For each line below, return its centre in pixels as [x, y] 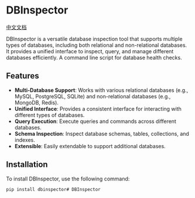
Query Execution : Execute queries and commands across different [95, 121]
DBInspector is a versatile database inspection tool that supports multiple [94, 39]
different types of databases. [49, 115]
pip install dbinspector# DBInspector [53, 189]
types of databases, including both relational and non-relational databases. [97, 45]
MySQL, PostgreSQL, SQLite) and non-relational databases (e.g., [93, 96]
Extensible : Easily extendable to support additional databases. [90, 146]
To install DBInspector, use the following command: [68, 179]
